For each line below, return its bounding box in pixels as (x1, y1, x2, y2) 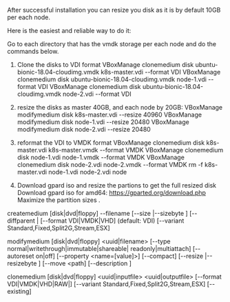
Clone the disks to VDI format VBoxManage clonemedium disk (17, 61, 194, 68)
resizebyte (7, 259, 37, 268)
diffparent (7, 217, 36, 225)
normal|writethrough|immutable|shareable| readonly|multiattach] (7, 245, 191, 252)
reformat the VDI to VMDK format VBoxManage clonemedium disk (17, 139, 205, 147)
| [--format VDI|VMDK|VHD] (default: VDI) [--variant (36, 217, 185, 225)
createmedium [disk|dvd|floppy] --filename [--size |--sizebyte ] (7, 210, 188, 217)
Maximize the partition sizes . (17, 196, 101, 204)
